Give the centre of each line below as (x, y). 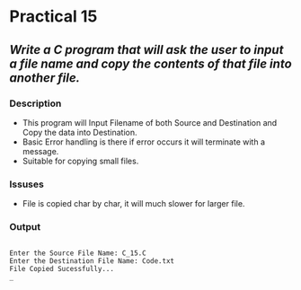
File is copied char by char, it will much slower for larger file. (133, 204)
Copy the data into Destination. (80, 132)
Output (25, 227)
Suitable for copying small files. (80, 161)
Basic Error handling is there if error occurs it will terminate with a (143, 142)
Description (35, 103)
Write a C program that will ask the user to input (146, 50)
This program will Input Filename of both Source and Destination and (150, 122)
